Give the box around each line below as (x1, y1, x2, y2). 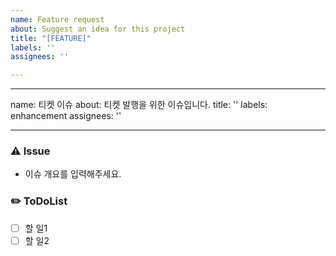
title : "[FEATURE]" (10, 33, 92, 43)
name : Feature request (10, 14, 105, 25)
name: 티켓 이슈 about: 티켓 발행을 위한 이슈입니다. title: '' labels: (10, 99, 268, 111)
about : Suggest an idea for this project (10, 24, 186, 34)
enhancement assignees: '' (10, 110, 122, 122)
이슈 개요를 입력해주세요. (24, 168, 122, 180)
